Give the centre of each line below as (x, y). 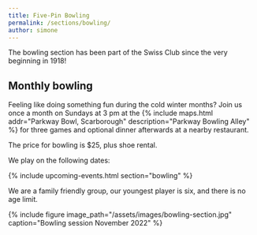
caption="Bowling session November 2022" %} (86, 223)
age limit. (23, 200)
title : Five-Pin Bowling (49, 15)
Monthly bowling (50, 86)
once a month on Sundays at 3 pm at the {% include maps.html (111, 113)
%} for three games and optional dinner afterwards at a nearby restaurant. (129, 130)
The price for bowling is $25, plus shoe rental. (83, 145)
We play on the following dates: (59, 160)
